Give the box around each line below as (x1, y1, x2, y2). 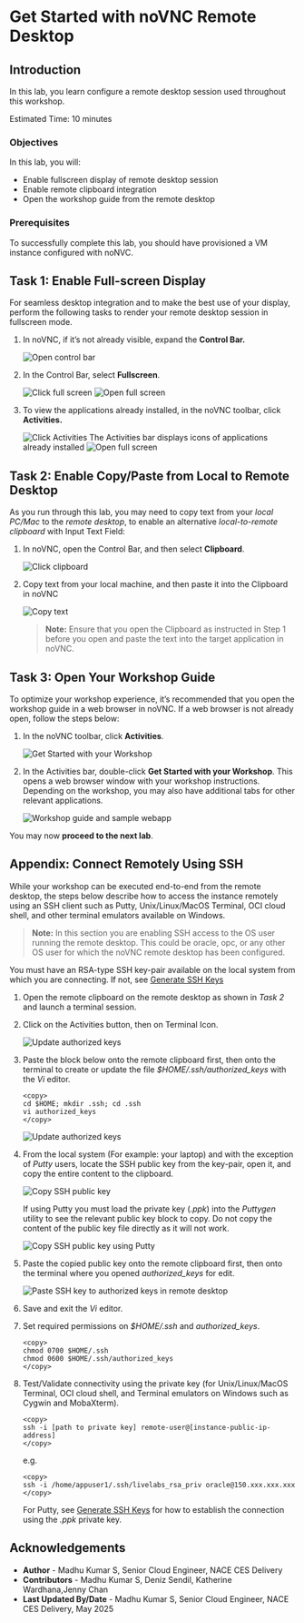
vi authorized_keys (22, 1107, 97, 1116)
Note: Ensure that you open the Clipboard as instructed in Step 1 (44, 624, 286, 634)
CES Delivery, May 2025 (22, 1603, 114, 1614)
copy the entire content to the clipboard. (22, 1168, 174, 1179)
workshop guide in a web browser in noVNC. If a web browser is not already (9, 704, 294, 715)
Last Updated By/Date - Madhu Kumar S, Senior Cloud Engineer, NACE (22, 1593, 289, 1604)
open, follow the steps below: (9, 713, 120, 725)
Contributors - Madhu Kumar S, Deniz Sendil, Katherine (22, 1574, 233, 1585)
